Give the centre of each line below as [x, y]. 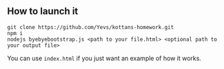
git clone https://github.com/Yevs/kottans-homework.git [91, 27]
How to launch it [43, 11]
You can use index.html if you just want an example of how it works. [104, 58]
